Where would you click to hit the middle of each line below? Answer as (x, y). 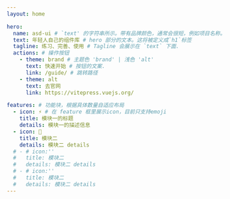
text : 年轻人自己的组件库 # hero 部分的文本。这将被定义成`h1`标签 (103, 40)
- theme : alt (39, 79)
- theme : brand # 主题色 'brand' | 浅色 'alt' (87, 60)
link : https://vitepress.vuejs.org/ (80, 93)
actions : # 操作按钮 (41, 53)
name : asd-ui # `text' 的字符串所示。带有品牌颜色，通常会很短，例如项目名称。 (119, 33)
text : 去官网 (43, 86)
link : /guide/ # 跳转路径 (62, 73)
